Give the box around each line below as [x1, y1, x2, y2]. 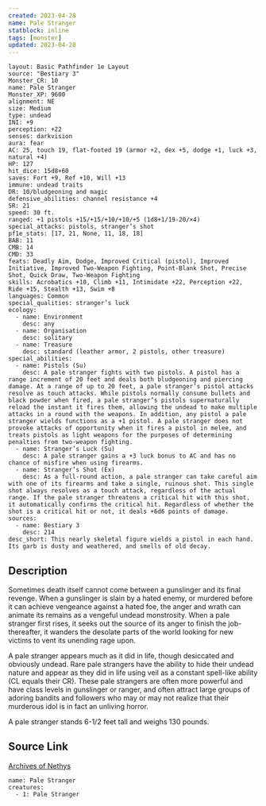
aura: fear [8, 140, 44, 148]
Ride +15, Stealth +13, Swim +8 [8, 285, 115, 294]
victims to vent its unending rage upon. [8, 635, 137, 645]
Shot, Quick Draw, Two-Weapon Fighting [8, 272, 141, 280]
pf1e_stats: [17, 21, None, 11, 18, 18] [8, 229, 145, 238]
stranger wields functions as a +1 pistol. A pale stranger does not [8, 418, 244, 426]
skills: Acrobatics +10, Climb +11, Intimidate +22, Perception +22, [8, 279, 244, 287]
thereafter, [8, 627, 42, 636]
